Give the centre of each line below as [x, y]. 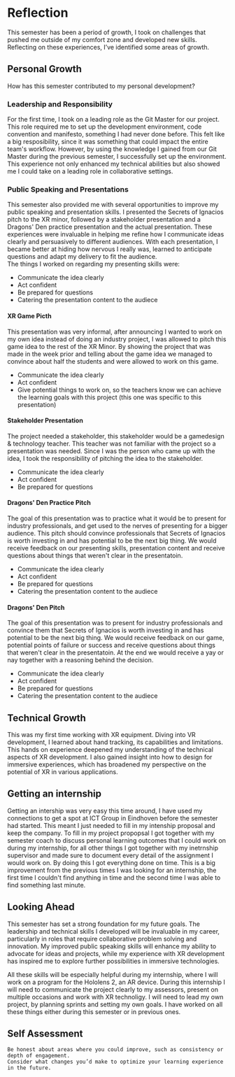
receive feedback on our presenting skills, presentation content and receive [116, 548]
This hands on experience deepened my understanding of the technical [110, 749]
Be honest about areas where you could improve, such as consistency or [115, 1050]
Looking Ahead [41, 907]
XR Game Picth [29, 315]
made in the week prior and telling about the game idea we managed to [110, 354]
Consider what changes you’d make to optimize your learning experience [115, 1062]
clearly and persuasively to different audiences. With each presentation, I [113, 242]
